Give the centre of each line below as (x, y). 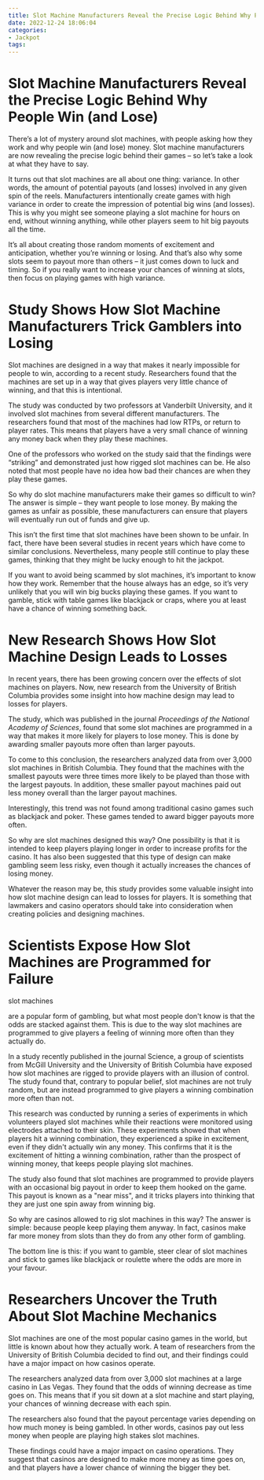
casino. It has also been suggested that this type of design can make (119, 856)
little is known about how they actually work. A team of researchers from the (132, 1346)
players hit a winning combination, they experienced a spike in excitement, (129, 1139)
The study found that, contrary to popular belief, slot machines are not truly (130, 1081)
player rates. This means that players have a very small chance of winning (128, 430)
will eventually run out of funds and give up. (79, 519)
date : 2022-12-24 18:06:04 (52, 23)
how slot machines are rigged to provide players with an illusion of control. (129, 1073)
